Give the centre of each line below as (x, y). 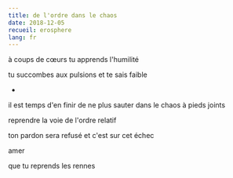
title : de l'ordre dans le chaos (63, 15)
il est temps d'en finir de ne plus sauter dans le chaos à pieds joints (117, 105)
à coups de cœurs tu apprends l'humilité (74, 60)
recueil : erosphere (40, 30)
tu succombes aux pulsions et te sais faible (78, 74)
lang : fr (22, 37)
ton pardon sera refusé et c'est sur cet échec (81, 136)
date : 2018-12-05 (36, 23)
